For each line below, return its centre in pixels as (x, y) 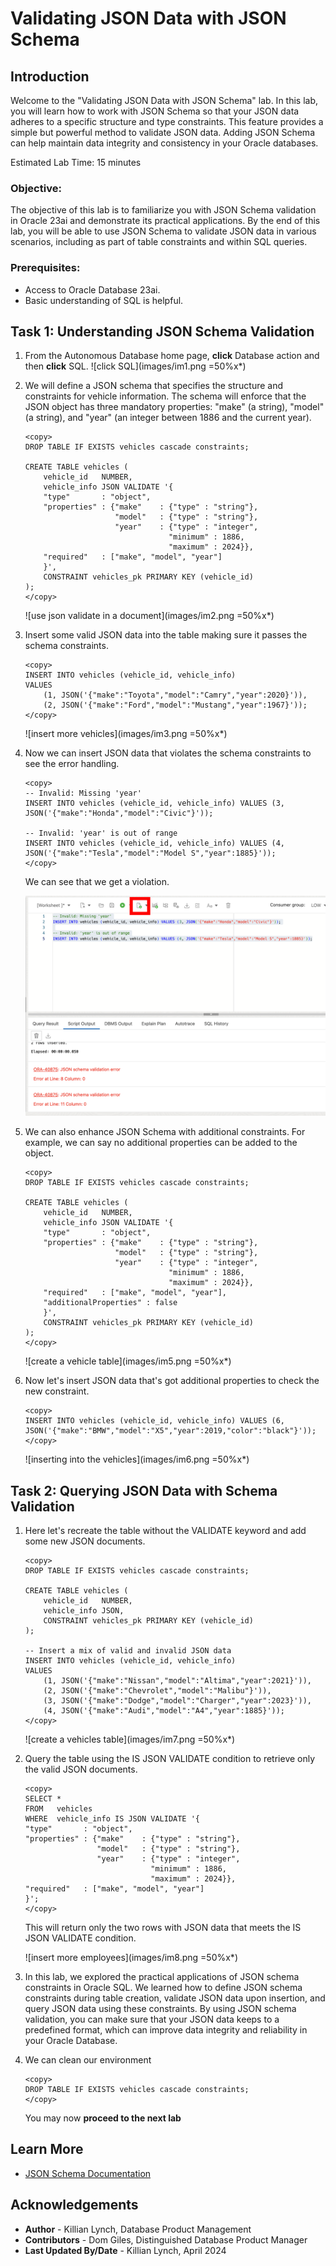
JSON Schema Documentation (88, 2173)
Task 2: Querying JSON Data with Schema (144, 1490)
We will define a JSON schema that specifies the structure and (154, 386)
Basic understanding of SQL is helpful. (104, 300)
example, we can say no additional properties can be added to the (161, 1143)
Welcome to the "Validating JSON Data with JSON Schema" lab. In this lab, (164, 100)
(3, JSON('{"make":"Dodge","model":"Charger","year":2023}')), (177, 1700)
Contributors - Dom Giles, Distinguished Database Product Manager (166, 2239)
